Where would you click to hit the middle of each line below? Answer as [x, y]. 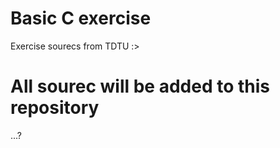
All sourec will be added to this [140, 86]
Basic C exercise [81, 18]
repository [55, 108]
